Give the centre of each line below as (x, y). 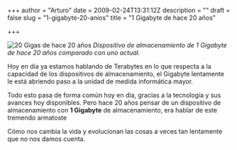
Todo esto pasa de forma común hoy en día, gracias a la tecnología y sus (114, 95)
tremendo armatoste (37, 117)
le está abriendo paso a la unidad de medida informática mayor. (100, 81)
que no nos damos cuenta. (46, 139)
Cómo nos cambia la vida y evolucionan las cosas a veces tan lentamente (115, 131)
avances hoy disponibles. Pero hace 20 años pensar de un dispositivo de (114, 103)
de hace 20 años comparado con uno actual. (74, 53)
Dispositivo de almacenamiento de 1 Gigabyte (160, 45)
